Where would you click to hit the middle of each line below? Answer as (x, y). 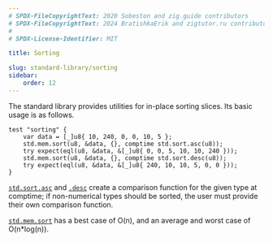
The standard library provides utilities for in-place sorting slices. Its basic (131, 106)
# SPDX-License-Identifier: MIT (63, 39)
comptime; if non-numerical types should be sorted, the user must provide (133, 196)
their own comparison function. (61, 205)
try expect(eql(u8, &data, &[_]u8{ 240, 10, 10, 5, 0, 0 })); (130, 165)
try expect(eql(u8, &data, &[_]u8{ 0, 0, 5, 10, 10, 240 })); (130, 151)
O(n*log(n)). (29, 229)
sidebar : (23, 76)
